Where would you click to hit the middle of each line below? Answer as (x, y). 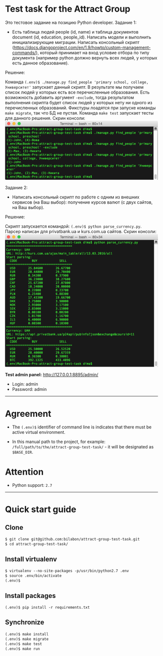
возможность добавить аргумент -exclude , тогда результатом (70, 97)
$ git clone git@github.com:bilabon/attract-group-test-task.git (72, 540)
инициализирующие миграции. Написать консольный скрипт (76, 42)
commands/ (24, 53)
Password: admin (29, 389)
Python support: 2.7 (32, 485)
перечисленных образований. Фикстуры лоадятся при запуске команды (81, 108)
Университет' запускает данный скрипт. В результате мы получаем (74, 87)
